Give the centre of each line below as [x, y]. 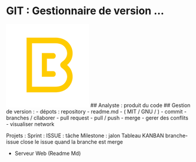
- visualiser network [30, 124]
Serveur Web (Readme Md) [48, 153]
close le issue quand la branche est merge [72, 142]
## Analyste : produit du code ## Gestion [140, 105]
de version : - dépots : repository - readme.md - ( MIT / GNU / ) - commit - [97, 111]
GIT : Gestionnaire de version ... [85, 11]
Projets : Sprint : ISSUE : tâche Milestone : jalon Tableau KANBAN [85, 135]
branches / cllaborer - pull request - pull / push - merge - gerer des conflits [97, 118]
